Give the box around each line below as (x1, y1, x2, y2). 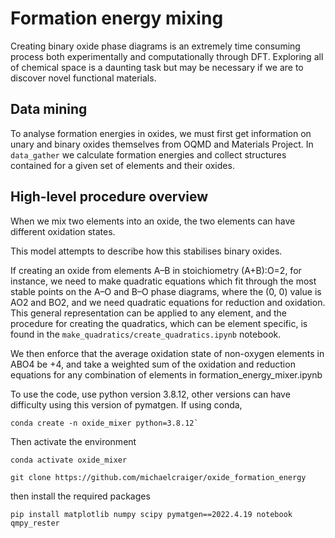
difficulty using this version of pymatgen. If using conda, (10, 398, 243, 411)
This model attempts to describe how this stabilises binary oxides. (10, 245, 283, 257)
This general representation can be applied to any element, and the (10, 307, 288, 319)
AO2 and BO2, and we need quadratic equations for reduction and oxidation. (10, 296, 326, 308)
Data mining (10, 101, 88, 118)
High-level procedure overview (10, 188, 209, 206)
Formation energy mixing (10, 7, 224, 30)
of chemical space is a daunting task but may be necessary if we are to (10, 61, 304, 73)
